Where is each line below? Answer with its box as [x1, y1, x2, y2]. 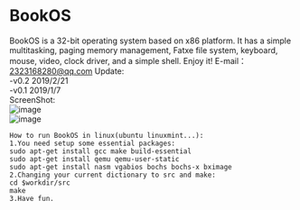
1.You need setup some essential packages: [9, 139, 176, 148]
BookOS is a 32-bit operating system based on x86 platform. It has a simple [9, 35, 292, 46]
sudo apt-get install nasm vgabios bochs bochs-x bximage [9, 162, 232, 171]
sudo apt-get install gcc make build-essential [9, 146, 192, 156]
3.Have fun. [9, 194, 54, 203]
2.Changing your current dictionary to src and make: [9, 170, 217, 179]
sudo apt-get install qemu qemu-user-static [9, 154, 180, 163]
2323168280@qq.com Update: [9, 65, 125, 77]
